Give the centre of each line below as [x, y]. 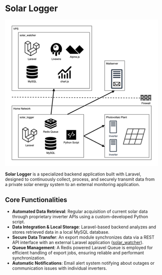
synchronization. [29, 258]
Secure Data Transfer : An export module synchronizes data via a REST [83, 237]
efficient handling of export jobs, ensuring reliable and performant [78, 253]
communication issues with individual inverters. [59, 268]
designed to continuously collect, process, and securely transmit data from [80, 179]
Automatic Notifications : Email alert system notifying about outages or [83, 263]
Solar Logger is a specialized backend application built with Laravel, [73, 174]
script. [18, 222]
